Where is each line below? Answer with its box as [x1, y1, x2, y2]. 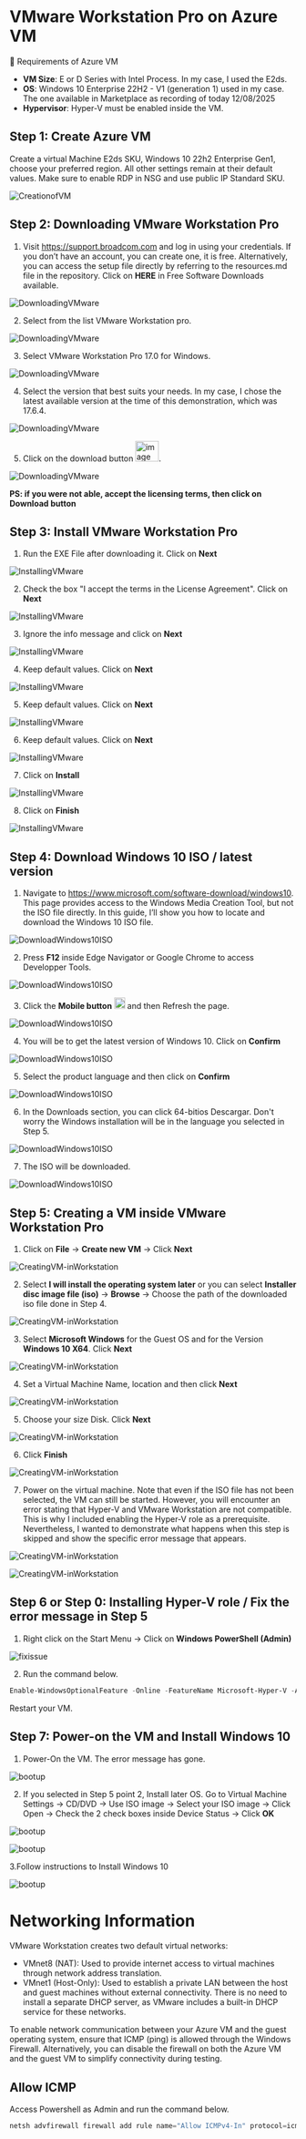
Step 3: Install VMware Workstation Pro [9, 524, 239, 540]
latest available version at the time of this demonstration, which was [22, 395, 278, 406]
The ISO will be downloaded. [22, 1161, 131, 1172]
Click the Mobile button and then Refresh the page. [22, 1001, 229, 1012]
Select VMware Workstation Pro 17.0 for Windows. [22, 350, 211, 361]
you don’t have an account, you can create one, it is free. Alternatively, [22, 251, 289, 262]
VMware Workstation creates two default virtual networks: [9, 1940, 229, 1951]
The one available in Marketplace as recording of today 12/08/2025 [22, 93, 276, 104]
